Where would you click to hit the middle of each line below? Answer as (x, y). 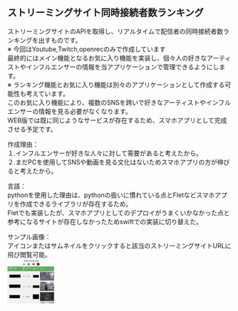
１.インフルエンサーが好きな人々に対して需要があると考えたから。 (105, 153)
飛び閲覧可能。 (29, 254)
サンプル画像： (29, 236)
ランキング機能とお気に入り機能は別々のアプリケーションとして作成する (119, 85)
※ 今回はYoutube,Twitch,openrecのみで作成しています (87, 49)
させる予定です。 (32, 129)
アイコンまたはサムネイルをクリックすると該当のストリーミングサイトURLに (119, 246)
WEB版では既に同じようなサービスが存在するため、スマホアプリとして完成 (117, 120)
